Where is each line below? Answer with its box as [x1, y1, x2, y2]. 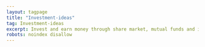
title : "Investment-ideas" [6, 15, 75, 21]
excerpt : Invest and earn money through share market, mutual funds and [6, 26, 195, 32]
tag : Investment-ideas [6, 20, 64, 26]
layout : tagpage [6, 9, 48, 15]
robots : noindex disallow [6, 32, 72, 38]
